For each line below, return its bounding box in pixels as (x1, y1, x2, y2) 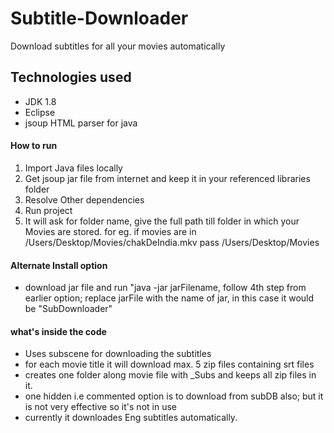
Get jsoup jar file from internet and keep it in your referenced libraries (24, 172, 311, 184)
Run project (24, 204, 73, 216)
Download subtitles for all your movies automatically (10, 40, 226, 52)
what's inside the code (10, 325, 107, 337)
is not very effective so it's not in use (24, 401, 177, 413)
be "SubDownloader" (24, 303, 113, 315)
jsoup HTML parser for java (24, 117, 138, 129)
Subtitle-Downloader (10, 7, 189, 30)
